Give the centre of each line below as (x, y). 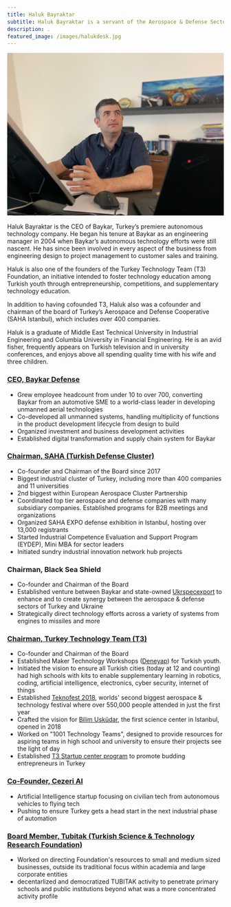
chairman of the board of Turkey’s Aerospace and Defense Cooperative (108, 312)
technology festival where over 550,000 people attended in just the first (119, 705)
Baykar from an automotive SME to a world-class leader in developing (116, 402)
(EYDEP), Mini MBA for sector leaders (70, 544)
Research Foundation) (45, 844)
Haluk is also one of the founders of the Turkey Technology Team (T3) (107, 269)
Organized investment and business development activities (101, 431)
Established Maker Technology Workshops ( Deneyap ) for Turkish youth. (119, 661)
